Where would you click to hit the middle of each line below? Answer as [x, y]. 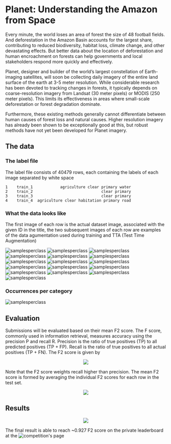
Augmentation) [21, 240]
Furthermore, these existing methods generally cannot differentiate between [86, 114]
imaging [14, 77]
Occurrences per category [39, 291]
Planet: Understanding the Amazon [81, 9]
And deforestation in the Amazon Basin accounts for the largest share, [79, 40]
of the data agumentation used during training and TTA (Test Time [75, 235]
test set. [14, 383]
